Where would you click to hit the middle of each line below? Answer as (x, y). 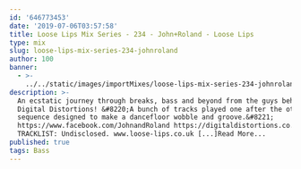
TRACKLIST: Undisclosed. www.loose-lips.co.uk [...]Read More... (142, 134)
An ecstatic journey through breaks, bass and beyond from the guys (148, 101)
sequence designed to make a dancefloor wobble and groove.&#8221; (146, 117)
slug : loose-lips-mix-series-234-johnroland (94, 51)
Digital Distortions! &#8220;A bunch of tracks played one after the (150, 109)
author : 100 (31, 59)
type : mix (28, 42)
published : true (39, 142)
